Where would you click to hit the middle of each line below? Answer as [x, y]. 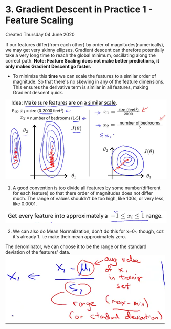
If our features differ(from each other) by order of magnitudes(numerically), [85, 44]
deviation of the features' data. [38, 252]
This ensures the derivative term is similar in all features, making [80, 87]
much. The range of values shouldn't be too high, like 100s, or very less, [89, 199]
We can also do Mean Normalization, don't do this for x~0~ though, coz [88, 231]
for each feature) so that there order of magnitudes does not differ [83, 193]
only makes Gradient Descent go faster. [48, 66]
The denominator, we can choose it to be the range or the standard [76, 246]
